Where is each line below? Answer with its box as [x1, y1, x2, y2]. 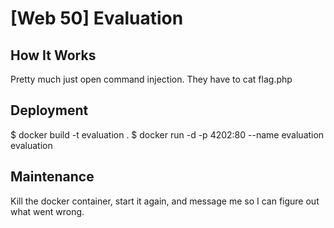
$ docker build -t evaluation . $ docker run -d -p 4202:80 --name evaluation [10, 128, 325, 141]
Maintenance [10, 168, 95, 186]
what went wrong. [10, 205, 85, 217]
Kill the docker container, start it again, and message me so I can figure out [10, 195, 320, 207]
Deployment [10, 102, 89, 119]
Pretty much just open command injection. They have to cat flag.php [10, 73, 293, 85]
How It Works [10, 47, 97, 64]
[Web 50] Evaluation [10, 7, 184, 30]
